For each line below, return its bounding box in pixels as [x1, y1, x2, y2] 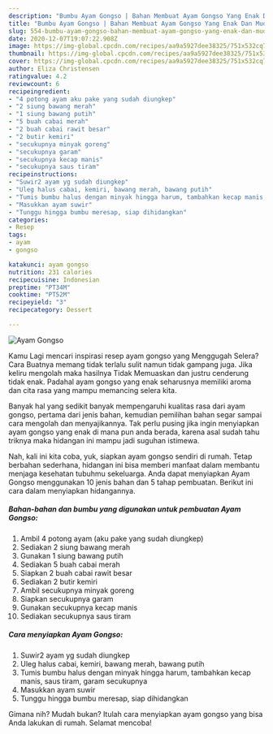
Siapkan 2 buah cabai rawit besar [19, 568, 132, 577]
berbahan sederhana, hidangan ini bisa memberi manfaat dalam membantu [8, 460, 260, 469]
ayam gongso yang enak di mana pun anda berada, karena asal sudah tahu [8, 427, 260, 437]
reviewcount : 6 [8, 80, 60, 88]
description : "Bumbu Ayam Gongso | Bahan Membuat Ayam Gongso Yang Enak [8, 11, 260, 20]
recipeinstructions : [8, 171, 79, 179]
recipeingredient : [8, 87, 71, 96]
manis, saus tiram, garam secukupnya [19, 676, 148, 686]
